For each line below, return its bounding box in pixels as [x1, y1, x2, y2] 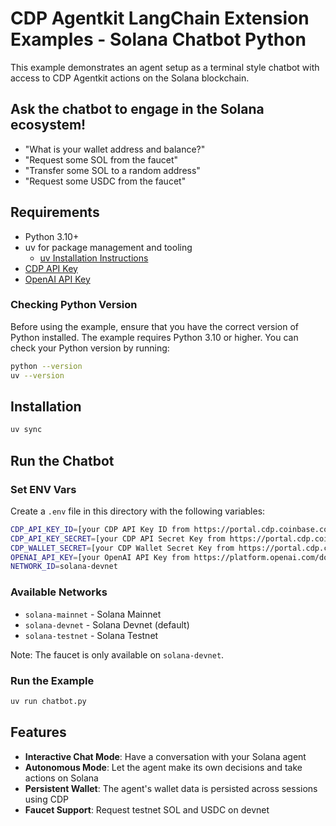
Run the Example [10, 673, 95, 687]
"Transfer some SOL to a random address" [24, 164, 201, 176]
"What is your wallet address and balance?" [24, 143, 206, 155]
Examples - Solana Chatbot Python [10, 28, 307, 51]
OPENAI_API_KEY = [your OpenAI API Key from [10, 552, 190, 562]
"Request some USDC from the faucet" [24, 175, 187, 187]
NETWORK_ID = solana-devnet [10, 562, 118, 572]
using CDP [24, 793, 69, 805]
